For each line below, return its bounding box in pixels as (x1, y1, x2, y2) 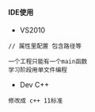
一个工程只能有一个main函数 (8, 58, 88, 66)
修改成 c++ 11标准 (8, 97, 63, 105)
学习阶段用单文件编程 (8, 66, 67, 75)
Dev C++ (19, 80, 50, 90)
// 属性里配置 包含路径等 (8, 42, 82, 51)
